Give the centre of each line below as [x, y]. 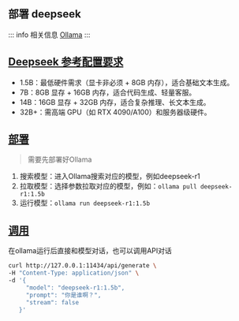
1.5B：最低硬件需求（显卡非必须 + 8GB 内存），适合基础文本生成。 [127, 82]
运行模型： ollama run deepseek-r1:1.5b [85, 203]
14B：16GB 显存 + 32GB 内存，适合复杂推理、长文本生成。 [115, 102]
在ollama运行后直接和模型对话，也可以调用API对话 [90, 251]
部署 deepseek [45, 14]
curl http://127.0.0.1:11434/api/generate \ [82, 266]
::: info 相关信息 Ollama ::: [49, 35]
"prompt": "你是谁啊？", [63, 295]
